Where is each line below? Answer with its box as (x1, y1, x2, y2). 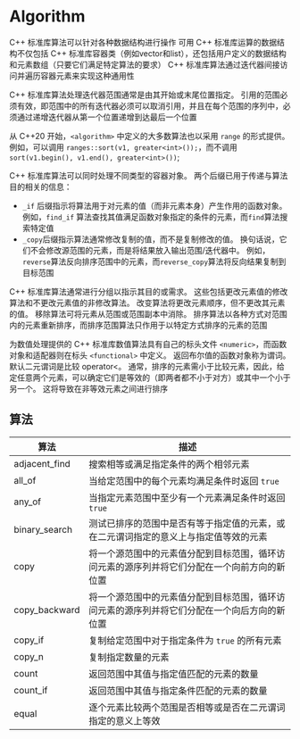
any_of (13, 495, 42, 508)
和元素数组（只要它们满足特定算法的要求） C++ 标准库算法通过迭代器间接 (9, 59, 280, 70)
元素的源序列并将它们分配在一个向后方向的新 (97, 604, 286, 617)
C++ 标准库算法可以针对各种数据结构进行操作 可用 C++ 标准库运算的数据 (9, 37, 278, 47)
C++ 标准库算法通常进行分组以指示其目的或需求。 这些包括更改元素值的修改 (9, 286, 288, 296)
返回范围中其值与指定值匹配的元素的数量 (88, 668, 259, 680)
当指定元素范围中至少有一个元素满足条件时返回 (88, 491, 286, 503)
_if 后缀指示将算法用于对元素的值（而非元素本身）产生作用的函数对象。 (21, 200, 287, 211)
